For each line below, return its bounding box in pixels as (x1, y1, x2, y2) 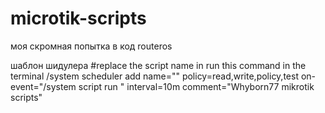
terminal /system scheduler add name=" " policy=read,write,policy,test (10, 70, 299, 82)
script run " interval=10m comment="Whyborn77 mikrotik (78, 80, 315, 92)
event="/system (10, 80, 77, 92)
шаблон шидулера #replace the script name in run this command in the (10, 59, 307, 71)
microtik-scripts (10, 7, 147, 30)
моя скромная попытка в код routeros (10, 40, 173, 52)
